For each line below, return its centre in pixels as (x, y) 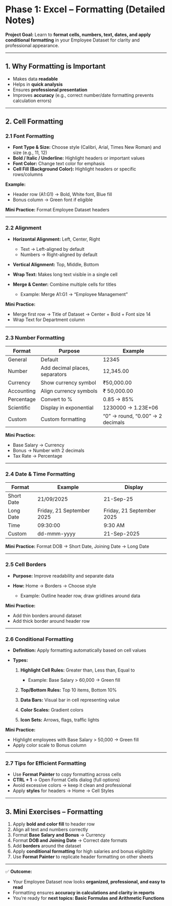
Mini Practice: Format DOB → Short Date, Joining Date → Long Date (77, 546)
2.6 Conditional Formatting (39, 639)
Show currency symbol (68, 383)
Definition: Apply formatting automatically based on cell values (79, 650)
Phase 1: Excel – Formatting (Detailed (85, 9)
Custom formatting (63, 419)
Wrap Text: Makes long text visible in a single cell (65, 274)
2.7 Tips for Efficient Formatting (46, 763)
